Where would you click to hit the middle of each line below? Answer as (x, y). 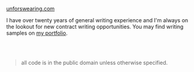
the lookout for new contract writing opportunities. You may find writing (95, 27)
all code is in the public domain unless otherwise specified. (94, 63)
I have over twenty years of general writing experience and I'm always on (97, 20)
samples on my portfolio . (37, 33)
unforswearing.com (31, 9)
